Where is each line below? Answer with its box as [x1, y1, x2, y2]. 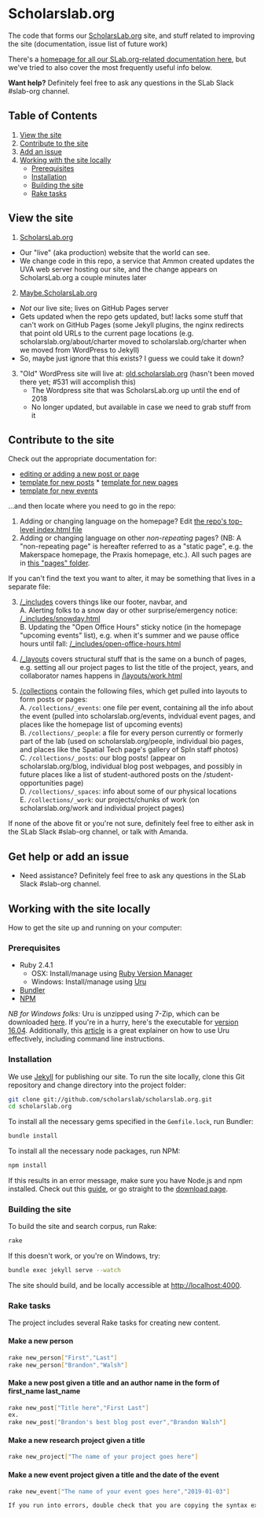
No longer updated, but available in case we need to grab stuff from [31, 402, 251, 412]
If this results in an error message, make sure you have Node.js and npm [8, 1176, 243, 1186]
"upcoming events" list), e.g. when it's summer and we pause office [19, 631, 240, 640]
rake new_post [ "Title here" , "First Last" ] [8, 1404, 149, 1412]
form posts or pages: [19, 694, 88, 705]
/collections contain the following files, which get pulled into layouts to [19, 686, 247, 696]
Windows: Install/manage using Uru [31, 977, 147, 986]
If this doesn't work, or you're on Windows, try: [8, 1251, 161, 1260]
